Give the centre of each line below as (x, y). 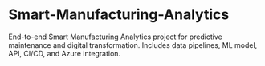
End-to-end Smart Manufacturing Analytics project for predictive (115, 37)
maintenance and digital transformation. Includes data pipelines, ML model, (133, 45)
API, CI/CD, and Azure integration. (65, 53)
